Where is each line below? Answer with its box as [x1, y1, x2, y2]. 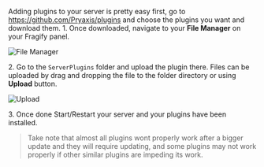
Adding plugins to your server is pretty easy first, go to [8, 7, 186, 16]
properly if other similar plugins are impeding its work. [27, 150, 203, 159]
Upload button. [8, 79, 58, 88]
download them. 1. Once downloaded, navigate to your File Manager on [8, 24, 241, 32]
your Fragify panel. [8, 32, 69, 41]
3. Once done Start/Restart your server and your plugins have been [8, 109, 227, 119]
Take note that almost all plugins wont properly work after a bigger [27, 133, 244, 143]
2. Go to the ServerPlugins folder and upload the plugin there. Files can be [8, 62, 250, 72]
